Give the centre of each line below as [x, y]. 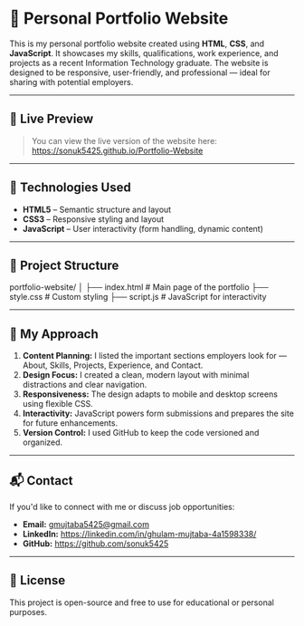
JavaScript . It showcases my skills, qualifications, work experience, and [144, 53]
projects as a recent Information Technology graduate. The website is [139, 63]
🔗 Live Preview [52, 119]
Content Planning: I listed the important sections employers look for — [155, 356]
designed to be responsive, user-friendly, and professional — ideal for [140, 72]
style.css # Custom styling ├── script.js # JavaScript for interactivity [138, 297]
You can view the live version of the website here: [124, 140]
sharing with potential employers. [71, 82]
